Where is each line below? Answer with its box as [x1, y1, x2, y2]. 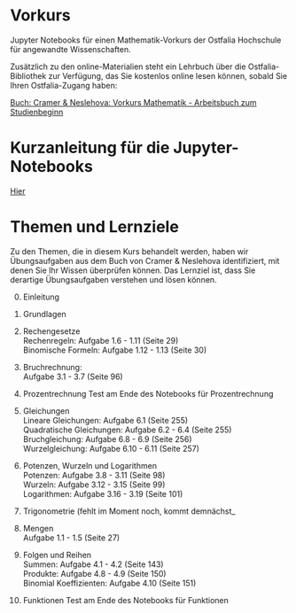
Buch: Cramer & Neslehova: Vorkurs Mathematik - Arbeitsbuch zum [10, 97, 257, 107]
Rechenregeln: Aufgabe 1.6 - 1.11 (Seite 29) [22, 335, 179, 345]
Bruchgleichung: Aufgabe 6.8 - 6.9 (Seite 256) [22, 433, 193, 444]
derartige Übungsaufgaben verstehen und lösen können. [10, 274, 217, 284]
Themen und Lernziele [10, 217, 180, 237]
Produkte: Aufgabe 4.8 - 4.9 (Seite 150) [22, 568, 167, 578]
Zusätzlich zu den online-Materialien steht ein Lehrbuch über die [10, 61, 246, 72]
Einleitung [22, 291, 60, 302]
